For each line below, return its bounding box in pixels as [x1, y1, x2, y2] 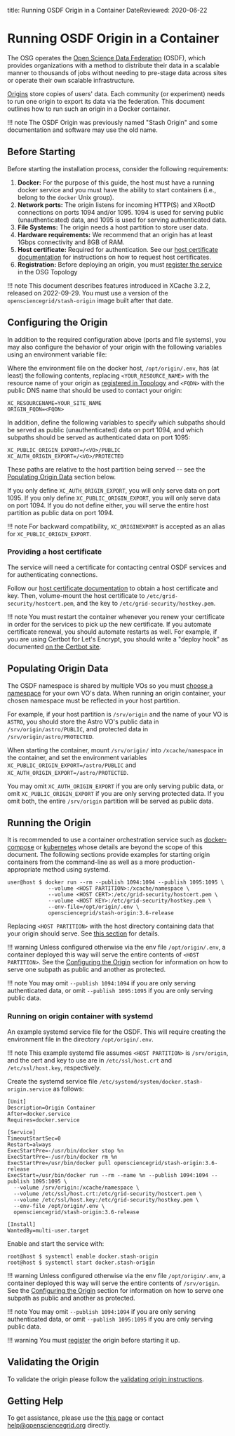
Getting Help [7, 1395, 64, 1407]
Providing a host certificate [7, 547, 102, 557]
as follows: [53, 1084, 84, 1093]
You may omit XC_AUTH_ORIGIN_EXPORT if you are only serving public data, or [7, 782, 224, 790]
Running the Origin [7, 817, 91, 829]
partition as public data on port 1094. [7, 508, 114, 517]
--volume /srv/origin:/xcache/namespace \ [13, 1184, 140, 1191]
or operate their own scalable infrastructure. [7, 76, 135, 84]
